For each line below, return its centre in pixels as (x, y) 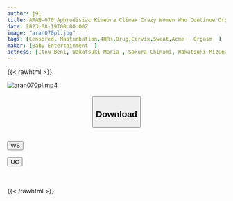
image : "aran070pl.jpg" (42, 33)
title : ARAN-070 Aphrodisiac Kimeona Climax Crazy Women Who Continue (111, 20)
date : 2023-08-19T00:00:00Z (48, 26)
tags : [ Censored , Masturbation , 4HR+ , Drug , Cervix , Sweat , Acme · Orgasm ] (114, 39)
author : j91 (24, 13)
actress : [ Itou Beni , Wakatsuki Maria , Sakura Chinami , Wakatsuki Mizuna (118, 52)
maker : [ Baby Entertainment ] (52, 46)
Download (116, 114)
